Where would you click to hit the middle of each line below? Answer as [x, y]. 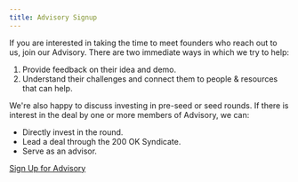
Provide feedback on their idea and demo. [99, 69]
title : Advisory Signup [53, 17]
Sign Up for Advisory [48, 168]
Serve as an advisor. [60, 151]
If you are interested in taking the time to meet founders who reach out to [143, 43]
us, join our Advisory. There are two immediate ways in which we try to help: [149, 52]
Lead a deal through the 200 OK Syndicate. [101, 141]
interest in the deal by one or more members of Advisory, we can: [129, 115]
